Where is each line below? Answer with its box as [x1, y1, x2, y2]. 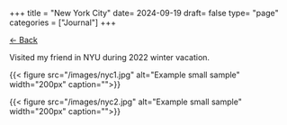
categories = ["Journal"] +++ [9, 17, 117, 28]
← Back [9, 35, 38, 45]
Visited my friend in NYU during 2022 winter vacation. [9, 52, 210, 62]
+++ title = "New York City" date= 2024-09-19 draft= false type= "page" [9, 8, 279, 18]
